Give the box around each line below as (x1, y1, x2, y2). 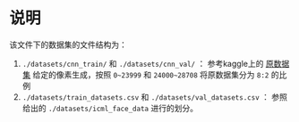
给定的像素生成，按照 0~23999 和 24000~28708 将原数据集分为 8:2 (32, 69, 269, 80)
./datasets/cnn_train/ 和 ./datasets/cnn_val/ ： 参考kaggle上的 (21, 58, 264, 69)
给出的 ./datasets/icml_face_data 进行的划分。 (21, 102, 199, 113)
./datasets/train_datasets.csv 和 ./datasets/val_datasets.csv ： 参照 (21, 91, 288, 102)
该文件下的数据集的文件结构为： (9, 39, 127, 50)
